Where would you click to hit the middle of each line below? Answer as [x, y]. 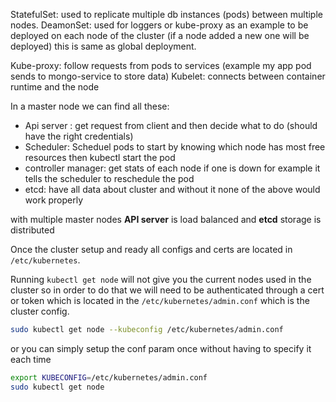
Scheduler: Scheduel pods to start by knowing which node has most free [175, 147]
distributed [32, 230]
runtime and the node [55, 87]
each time [31, 359]
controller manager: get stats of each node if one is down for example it [172, 168]
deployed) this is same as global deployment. [103, 46]
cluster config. [40, 311]
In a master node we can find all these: [90, 106]
